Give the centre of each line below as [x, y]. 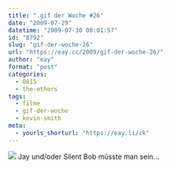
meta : [17, 126]
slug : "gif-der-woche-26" [50, 45]
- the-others [37, 89]
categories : [28, 74]
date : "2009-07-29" [40, 23]
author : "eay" [32, 60]
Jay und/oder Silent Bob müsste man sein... [89, 156]
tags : [17, 96]
